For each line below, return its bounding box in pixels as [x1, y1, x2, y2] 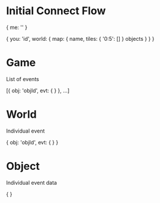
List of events [6, 75, 40, 82]
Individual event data [6, 179, 57, 186]
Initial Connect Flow [6, 4, 106, 18]
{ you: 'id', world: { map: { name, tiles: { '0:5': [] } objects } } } [6, 35, 155, 42]
